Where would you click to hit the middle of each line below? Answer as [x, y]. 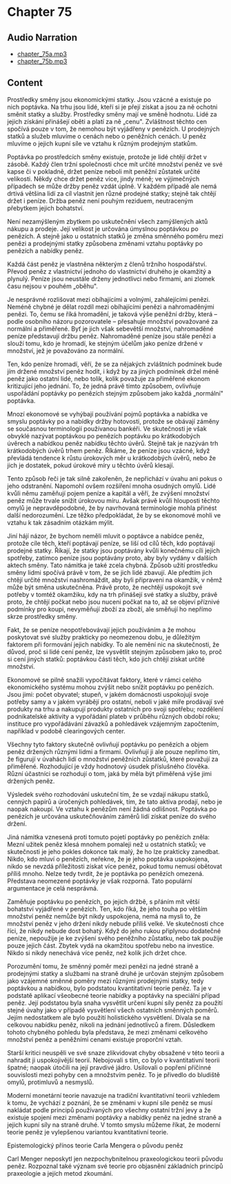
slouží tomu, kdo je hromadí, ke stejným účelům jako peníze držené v [105, 343]
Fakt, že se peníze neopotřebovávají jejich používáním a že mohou [101, 630]
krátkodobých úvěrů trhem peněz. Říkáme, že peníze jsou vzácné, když [109, 450]
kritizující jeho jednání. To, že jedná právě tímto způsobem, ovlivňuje [104, 386]
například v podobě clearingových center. [66, 731]
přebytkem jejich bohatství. [46, 208]
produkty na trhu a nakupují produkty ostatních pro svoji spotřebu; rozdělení [115, 709]
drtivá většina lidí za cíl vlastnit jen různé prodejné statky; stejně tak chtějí [112, 193]
